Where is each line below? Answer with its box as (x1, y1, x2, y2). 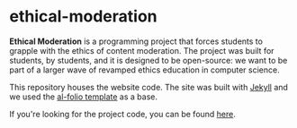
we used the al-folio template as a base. (9, 91, 157, 102)
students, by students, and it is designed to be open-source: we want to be (9, 55, 288, 65)
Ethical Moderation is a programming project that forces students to (9, 36, 264, 47)
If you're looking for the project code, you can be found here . (9, 108, 237, 119)
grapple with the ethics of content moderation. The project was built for (9, 45, 274, 55)
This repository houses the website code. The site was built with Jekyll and (9, 81, 288, 92)
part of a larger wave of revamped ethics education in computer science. (9, 64, 281, 75)
